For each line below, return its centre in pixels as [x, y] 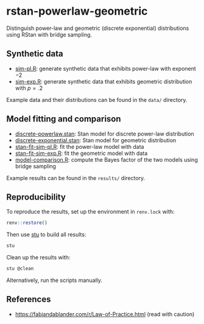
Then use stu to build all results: [46, 235]
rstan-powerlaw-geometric [77, 11]
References [29, 299]
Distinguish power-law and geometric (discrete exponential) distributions [98, 28]
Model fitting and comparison [64, 119]
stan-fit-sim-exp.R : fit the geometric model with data [81, 153]
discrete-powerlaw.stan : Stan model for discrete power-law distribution [104, 134]
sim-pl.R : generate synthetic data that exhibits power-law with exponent [105, 68]
